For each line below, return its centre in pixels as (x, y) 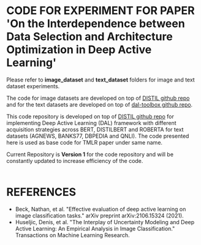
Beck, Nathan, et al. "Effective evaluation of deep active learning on (100, 209)
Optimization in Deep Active (79, 50)
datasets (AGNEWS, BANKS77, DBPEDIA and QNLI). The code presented (98, 136)
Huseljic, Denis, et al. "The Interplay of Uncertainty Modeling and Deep (105, 222)
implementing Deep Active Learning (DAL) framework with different (91, 123)
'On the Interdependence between (96, 24)
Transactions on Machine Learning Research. (72, 235)
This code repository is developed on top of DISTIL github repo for (90, 116)
